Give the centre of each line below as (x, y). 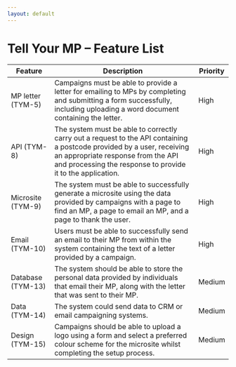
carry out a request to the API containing (121, 138)
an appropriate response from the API (117, 155)
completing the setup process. (105, 353)
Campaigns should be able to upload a (118, 326)
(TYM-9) (26, 206)
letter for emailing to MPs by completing (120, 91)
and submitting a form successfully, (113, 100)
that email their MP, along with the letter (120, 286)
